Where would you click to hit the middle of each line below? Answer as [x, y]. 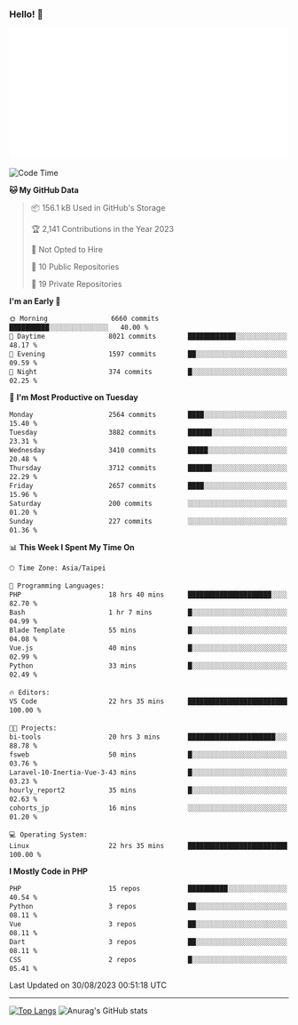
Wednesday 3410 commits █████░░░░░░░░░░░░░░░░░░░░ [149, 451]
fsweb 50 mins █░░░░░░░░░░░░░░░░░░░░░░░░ [149, 755]
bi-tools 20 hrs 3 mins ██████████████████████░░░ [149, 737]
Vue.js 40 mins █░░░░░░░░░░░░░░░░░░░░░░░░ [149, 648]
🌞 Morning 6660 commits [84, 319]
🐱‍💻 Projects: [33, 728]
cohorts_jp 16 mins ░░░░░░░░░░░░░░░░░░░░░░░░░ [149, 808]
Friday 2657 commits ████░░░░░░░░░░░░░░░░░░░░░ [149, 486]
